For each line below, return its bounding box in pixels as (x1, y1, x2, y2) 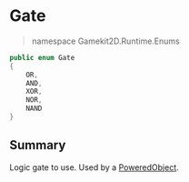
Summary (9, 137, 66, 153)
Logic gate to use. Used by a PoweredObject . (9, 161, 179, 173)
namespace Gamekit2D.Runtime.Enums (31, 35, 180, 46)
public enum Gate (9, 53, 75, 62)
